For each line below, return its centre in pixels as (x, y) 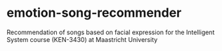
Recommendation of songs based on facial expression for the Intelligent (111, 32)
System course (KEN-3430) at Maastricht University (82, 39)
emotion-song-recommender (94, 13)
